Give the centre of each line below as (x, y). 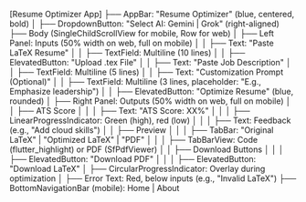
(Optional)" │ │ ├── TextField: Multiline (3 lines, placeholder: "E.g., (136, 81)
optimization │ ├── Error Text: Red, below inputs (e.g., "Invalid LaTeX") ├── (153, 178)
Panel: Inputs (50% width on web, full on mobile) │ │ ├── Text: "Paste (142, 43)
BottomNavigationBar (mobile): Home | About (95, 188)
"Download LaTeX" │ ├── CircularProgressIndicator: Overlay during (137, 169)
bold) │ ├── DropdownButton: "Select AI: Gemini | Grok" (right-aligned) (145, 24)
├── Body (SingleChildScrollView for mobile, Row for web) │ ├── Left (142, 33)
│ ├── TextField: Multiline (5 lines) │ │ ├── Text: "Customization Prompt (147, 72)
